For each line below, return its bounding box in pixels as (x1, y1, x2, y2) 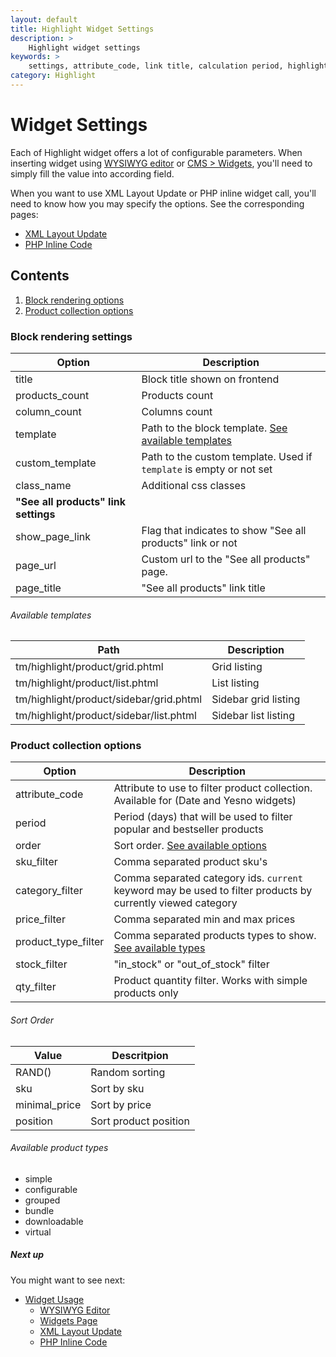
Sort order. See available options (113, 839, 268, 853)
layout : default (10, 14, 78, 25)
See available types (113, 941, 206, 955)
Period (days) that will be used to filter (113, 810, 293, 824)
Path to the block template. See (141, 421, 288, 435)
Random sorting (90, 1065, 166, 1079)
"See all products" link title (141, 581, 266, 595)
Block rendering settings (10, 329, 133, 343)
